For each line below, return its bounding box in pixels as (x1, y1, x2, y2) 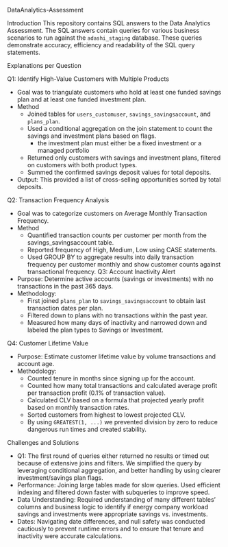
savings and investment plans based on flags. (27, 132, 157, 140)
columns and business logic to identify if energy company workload (16, 503, 209, 511)
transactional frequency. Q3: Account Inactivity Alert (27, 267, 176, 276)
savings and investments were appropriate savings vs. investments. (16, 510, 208, 518)
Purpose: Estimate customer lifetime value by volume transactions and (16, 352, 216, 361)
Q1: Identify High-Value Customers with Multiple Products (7, 75, 170, 83)
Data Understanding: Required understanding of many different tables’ (16, 496, 216, 503)
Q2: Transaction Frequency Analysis (7, 196, 110, 204)
